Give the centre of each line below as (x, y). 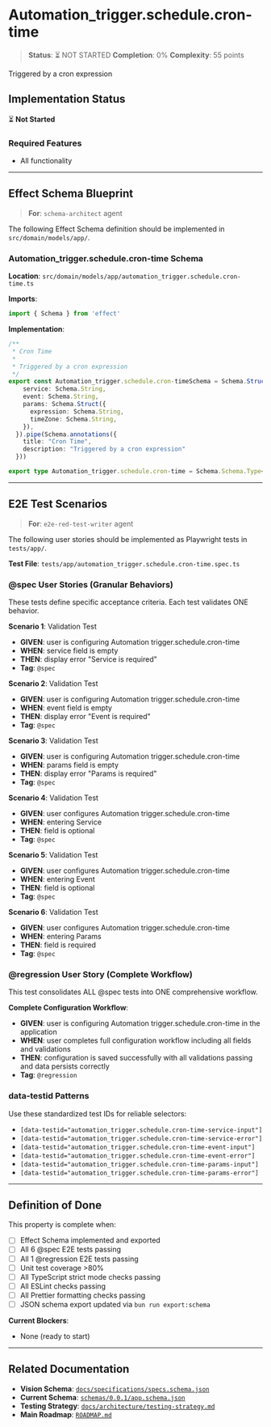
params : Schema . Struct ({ (65, 404)
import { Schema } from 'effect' (65, 314)
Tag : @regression (48, 1075)
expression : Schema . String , (77, 411)
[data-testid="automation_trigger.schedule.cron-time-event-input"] (138, 1147)
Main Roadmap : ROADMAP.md (66, 1414)
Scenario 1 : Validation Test (52, 627)
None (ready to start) (55, 1336)
